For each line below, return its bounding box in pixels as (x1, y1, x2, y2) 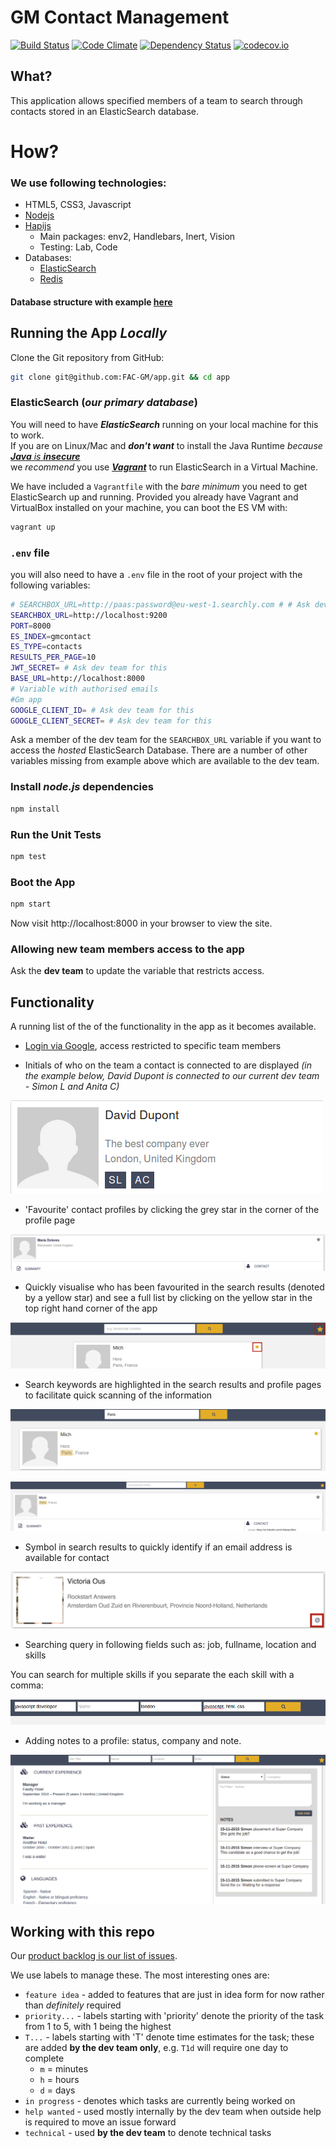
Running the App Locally (10, 325, 168, 342)
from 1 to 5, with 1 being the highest (24, 2021, 172, 2033)
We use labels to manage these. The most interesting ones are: (10, 1969, 270, 1981)
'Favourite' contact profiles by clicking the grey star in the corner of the (24, 1204, 320, 1216)
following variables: (10, 579, 91, 591)
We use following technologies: (10, 176, 167, 190)
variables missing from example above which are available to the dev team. (10, 755, 320, 767)
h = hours (39, 2074, 80, 2086)
